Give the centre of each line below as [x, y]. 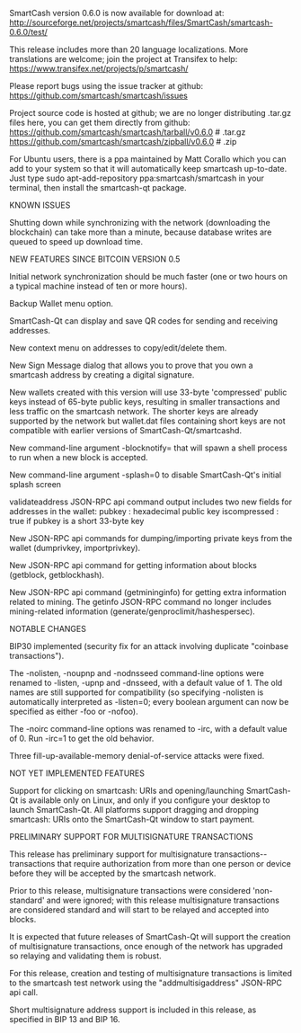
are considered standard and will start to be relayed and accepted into [139, 910]
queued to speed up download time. [76, 241]
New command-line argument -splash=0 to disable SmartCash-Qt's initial [145, 475]
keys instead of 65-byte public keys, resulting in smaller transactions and [145, 402]
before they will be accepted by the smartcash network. [113, 873]
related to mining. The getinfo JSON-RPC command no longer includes [141, 602]
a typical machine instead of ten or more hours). [98, 286]
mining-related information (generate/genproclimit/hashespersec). [133, 611]
